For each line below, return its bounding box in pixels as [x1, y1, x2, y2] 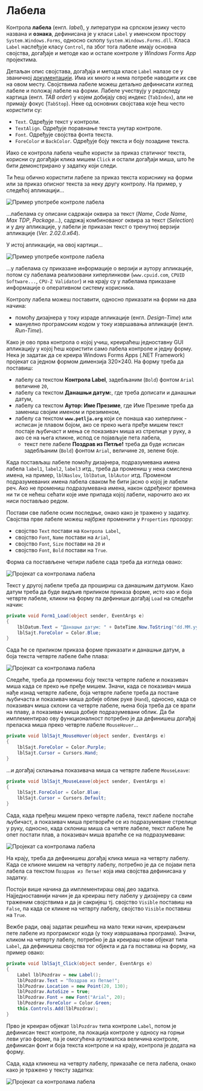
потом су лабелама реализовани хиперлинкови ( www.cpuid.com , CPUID [6, 271, 185, 278]
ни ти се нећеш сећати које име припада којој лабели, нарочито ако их [6, 490, 190, 498]
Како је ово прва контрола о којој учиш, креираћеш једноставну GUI [6, 338, 184, 345]
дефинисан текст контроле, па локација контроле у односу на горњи [6, 1029, 185, 1036]
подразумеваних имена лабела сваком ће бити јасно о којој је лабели [6, 478, 188, 485]
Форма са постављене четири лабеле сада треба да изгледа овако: [6, 558, 182, 566]
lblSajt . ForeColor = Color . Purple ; [17, 744, 107, 750]
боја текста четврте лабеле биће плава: [6, 653, 109, 660]
